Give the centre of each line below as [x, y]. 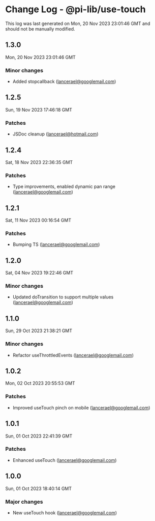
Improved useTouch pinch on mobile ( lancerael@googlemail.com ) [81, 407]
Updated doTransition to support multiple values [63, 297]
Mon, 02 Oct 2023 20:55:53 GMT [40, 383]
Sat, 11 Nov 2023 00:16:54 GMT [38, 221]
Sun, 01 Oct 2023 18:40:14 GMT [39, 488]
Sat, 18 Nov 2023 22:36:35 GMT [39, 162]
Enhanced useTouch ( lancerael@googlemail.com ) [65, 460]
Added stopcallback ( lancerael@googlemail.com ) [64, 81]
